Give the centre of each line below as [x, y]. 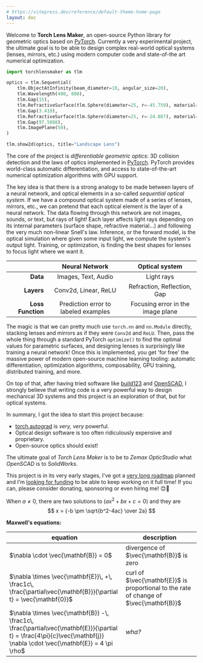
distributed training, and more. [44, 372]
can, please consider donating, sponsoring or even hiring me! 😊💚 [88, 488]
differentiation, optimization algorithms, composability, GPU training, [91, 365]
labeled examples [85, 311]
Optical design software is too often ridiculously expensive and [93, 432]
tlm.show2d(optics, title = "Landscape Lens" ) [63, 144]
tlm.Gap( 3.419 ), [38, 111]
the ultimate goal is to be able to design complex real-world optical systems [101, 48]
